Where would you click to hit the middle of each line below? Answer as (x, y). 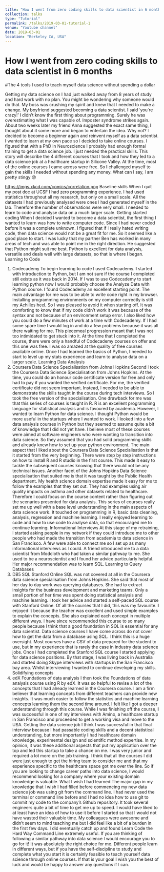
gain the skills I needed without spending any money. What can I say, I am (79, 172)
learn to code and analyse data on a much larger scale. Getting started (76, 212)
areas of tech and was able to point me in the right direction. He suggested (80, 243)
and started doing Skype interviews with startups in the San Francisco (82, 662)
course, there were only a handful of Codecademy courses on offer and (84, 341)
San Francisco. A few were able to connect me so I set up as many (79, 543)
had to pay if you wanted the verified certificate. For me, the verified (81, 382)
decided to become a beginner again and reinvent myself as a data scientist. (82, 136)
